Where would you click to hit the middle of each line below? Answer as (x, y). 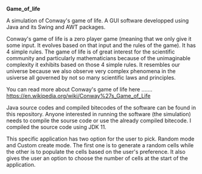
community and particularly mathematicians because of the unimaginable (98, 58)
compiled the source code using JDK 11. (56, 127)
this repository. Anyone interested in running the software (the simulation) (99, 114)
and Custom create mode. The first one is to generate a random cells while (100, 145)
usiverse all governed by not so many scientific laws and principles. (91, 78)
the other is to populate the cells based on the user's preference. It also (96, 152)
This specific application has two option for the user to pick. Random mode (100, 139)
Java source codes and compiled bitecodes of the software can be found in (101, 108)
